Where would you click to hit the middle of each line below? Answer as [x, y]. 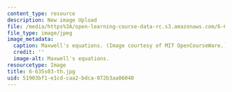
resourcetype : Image [37, 65]
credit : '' [29, 53]
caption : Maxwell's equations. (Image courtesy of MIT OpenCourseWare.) [120, 46]
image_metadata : [30, 39]
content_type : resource [41, 13]
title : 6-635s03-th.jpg [41, 71]
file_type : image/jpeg [40, 33]
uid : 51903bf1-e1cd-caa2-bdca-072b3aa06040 [71, 78]
